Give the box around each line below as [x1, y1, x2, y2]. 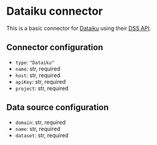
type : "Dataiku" [15, 58, 55, 65]
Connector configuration [6, 42, 103, 53]
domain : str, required [15, 118, 66, 126]
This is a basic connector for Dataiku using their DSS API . [6, 24, 151, 32]
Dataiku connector [6, 4, 103, 18]
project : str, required [15, 84, 69, 92]
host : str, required [15, 72, 60, 79]
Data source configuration [6, 102, 109, 113]
